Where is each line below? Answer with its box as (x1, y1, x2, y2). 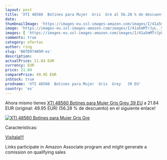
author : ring (5, 44, 32, 49)
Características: (5, 124, 38, 130)
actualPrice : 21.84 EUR (5, 58, 55, 63)
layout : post (5, 7, 32, 12)
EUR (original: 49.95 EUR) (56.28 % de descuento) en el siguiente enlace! (5, 105, 156, 111)
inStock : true (5, 77, 35, 82)
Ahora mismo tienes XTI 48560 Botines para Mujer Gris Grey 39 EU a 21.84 (5, 100, 159, 106)
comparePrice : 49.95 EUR (5, 72, 57, 77)
